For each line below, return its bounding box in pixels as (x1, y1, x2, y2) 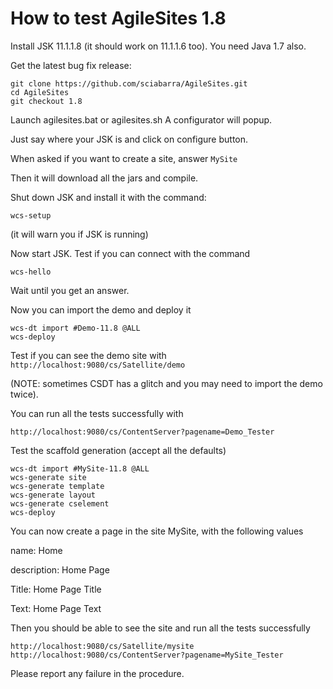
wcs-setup (10, 210, 52, 221)
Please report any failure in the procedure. (10, 667, 185, 679)
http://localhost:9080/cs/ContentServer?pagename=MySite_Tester (10, 650, 284, 660)
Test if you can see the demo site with (10, 349, 167, 361)
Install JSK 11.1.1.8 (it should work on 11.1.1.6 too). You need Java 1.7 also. (10, 40, 307, 52)
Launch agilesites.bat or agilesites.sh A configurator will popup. (10, 113, 273, 126)
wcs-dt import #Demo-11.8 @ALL (10, 323, 141, 333)
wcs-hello (10, 267, 52, 277)
